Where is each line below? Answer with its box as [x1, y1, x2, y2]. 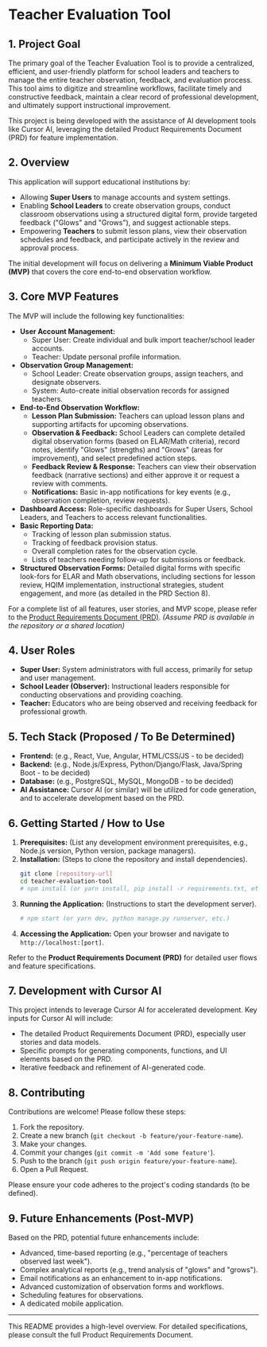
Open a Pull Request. [19, 1165, 89, 1174]
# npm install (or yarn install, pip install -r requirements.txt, [19, 884, 248, 892]
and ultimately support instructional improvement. [8, 101, 172, 110]
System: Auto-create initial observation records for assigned [31, 386, 230, 395]
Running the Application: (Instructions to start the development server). [19, 899, 257, 908]
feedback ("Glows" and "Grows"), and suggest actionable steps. [19, 217, 231, 227]
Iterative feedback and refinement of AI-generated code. [19, 1063, 207, 1073]
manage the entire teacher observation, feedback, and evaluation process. [8, 76, 253, 84]
